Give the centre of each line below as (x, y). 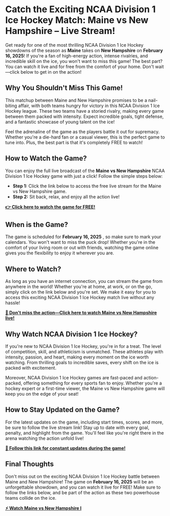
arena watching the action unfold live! (44, 438)
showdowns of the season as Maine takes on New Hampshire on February (84, 50)
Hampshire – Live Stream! (60, 31)
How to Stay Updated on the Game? (63, 410)
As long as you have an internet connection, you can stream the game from (84, 281)
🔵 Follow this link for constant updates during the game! (65, 448)
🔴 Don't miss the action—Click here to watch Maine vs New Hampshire (81, 313)
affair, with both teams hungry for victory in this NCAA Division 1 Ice (89, 106)
